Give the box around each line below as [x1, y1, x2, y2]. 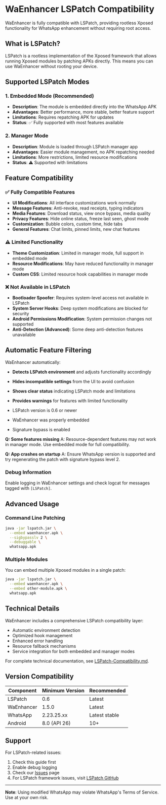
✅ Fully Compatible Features [5, 189, 75, 196]
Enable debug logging [12, 764, 57, 770]
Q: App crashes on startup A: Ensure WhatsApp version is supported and [5, 451, 156, 457]
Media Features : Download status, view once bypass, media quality [12, 210, 151, 216]
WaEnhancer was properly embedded [12, 417, 90, 423]
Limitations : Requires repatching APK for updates [12, 114, 114, 120]
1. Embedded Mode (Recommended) [5, 93, 94, 100]
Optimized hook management [12, 632, 73, 638]
